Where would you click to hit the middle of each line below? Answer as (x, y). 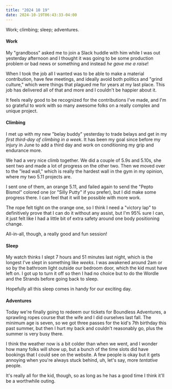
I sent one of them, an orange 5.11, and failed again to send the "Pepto (80, 187)
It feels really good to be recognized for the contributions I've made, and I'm (86, 100)
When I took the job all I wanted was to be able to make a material (75, 73)
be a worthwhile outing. (31, 381)
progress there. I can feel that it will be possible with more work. (73, 197)
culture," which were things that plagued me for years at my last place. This (85, 84)
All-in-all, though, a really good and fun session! (57, 234)
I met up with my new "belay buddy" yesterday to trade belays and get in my (87, 134)
